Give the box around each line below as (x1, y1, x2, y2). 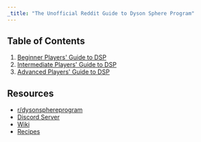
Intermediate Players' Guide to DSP (16, 61, 117, 69)
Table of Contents (7, 35, 86, 47)
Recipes (16, 128, 40, 136)
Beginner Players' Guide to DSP (16, 53, 107, 61)
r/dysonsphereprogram (16, 106, 83, 114)
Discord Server (16, 113, 60, 122)
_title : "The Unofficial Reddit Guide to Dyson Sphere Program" (7, 10, 195, 17)
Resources (7, 87, 54, 99)
